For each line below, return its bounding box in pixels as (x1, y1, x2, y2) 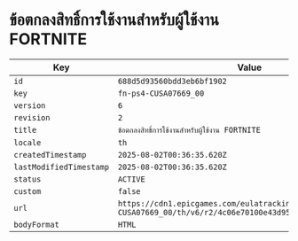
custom (13, 186, 42, 196)
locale (13, 137, 42, 147)
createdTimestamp (13, 150, 87, 159)
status (13, 174, 42, 184)
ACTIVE (117, 174, 145, 184)
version (13, 100, 46, 111)
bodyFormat (13, 219, 59, 229)
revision (13, 113, 51, 122)
